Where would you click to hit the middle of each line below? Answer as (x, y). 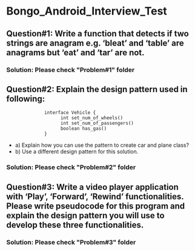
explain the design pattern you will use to (85, 216)
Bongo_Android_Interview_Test (87, 11)
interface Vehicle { (70, 113)
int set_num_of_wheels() (91, 118)
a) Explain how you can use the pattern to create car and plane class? (102, 145)
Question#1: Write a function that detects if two (97, 34)
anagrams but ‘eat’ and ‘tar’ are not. (75, 52)
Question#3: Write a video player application (92, 187)
